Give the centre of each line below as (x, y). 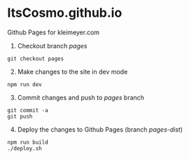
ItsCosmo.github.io (65, 13)
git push (20, 116)
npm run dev (24, 84)
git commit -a (28, 110)
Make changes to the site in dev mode (72, 71)
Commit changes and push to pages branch (81, 97)
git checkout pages (36, 58)
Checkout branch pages (52, 46)
